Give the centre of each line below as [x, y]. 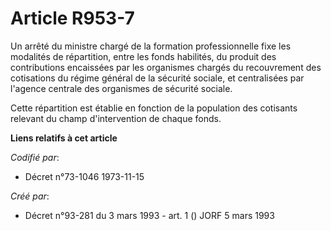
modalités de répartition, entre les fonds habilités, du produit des [143, 56]
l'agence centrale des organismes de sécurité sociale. [121, 88]
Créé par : [30, 196]
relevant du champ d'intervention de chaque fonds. [116, 118]
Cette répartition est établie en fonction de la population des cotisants [154, 108]
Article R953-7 [72, 18]
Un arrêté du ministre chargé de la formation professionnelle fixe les [151, 46]
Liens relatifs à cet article [64, 138]
